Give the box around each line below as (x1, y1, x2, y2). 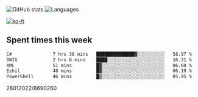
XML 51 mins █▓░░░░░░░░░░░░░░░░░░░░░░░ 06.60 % (6, 62, 192, 69)
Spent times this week (6, 35, 93, 45)
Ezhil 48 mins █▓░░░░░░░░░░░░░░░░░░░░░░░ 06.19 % (6, 68, 192, 74)
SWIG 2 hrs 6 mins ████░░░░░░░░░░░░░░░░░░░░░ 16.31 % (6, 56, 192, 63)
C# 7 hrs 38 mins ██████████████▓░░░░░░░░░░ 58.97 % (6, 51, 192, 57)
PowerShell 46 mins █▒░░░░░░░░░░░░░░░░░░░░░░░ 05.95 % (6, 73, 192, 80)
